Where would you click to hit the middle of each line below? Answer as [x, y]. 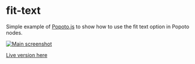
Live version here [27, 55]
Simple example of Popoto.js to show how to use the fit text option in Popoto [98, 27]
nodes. [14, 32]
